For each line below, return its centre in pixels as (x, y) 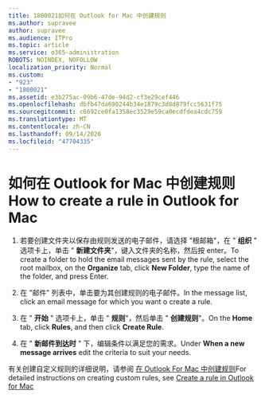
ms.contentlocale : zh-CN (49, 127)
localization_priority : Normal (60, 68)
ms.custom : (26, 75)
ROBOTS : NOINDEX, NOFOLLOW (53, 60)
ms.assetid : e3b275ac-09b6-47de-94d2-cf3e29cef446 (94, 97)
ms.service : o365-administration (64, 53)
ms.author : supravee (43, 23)
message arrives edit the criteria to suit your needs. (105, 353)
